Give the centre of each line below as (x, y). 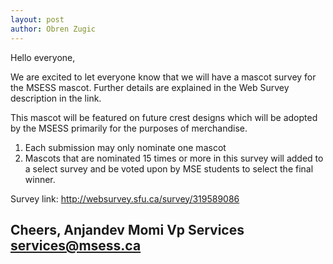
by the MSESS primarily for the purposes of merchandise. (129, 128)
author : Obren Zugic (53, 29)
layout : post (37, 19)
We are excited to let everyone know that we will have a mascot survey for (163, 77)
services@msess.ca (76, 245)
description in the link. (56, 98)
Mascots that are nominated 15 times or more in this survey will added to (174, 158)
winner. (40, 179)
